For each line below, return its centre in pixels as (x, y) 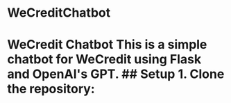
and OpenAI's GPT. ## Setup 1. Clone (116, 74)
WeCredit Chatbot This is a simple (107, 45)
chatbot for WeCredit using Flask (104, 60)
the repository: (51, 89)
